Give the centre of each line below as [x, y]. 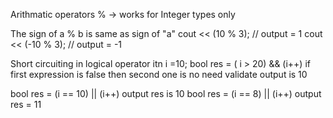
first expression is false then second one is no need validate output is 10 [159, 74]
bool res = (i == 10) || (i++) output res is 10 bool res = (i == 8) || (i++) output [166, 93]
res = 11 [26, 104]
